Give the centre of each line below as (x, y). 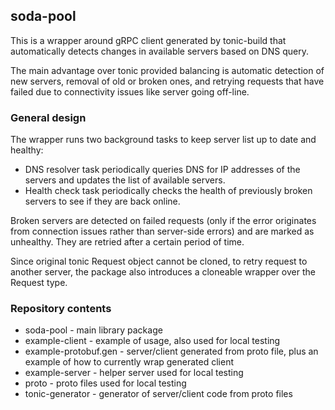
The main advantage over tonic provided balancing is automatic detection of (167, 70)
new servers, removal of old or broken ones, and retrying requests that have (167, 81)
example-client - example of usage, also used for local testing (152, 341)
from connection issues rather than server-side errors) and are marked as (162, 231)
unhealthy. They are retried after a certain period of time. (127, 242)
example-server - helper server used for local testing (134, 373)
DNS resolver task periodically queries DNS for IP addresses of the (162, 170)
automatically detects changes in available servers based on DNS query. (159, 51)
